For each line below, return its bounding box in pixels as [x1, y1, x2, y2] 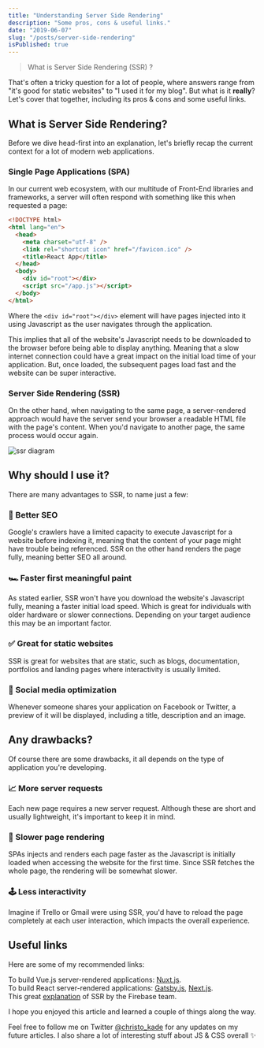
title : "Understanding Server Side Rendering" [8, 11, 164, 20]
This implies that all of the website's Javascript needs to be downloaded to [8, 334, 251, 344]
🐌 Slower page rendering [8, 832, 105, 843]
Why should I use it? [8, 469, 110, 482]
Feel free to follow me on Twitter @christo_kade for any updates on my [8, 1022, 239, 1031]
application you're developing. [8, 762, 106, 772]
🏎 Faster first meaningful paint [8, 573, 132, 584]
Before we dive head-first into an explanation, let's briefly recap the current [8, 138, 254, 147]
